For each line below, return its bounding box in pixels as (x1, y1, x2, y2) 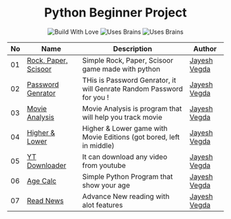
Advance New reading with (82, 191, 170, 201)
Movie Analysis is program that (82, 103, 182, 113)
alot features (82, 200, 123, 209)
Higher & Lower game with (82, 123, 168, 133)
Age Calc (27, 176, 57, 185)
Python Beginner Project (44, 5, 187, 21)
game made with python (82, 64, 160, 74)
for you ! (82, 92, 109, 102)
